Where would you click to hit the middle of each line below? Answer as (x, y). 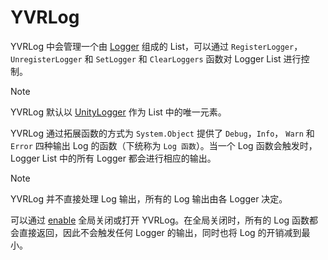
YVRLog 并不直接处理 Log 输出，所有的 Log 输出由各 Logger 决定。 (149, 198)
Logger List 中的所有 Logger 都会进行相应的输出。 (113, 158)
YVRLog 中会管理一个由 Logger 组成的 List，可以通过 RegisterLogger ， (156, 46)
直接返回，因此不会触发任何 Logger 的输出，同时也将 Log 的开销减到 (160, 232)
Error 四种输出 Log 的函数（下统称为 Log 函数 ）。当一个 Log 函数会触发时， (164, 145)
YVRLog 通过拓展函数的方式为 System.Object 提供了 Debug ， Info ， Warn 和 (162, 133)
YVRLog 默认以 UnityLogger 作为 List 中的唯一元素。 (118, 112)
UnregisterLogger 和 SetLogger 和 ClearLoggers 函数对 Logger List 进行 (156, 58)
